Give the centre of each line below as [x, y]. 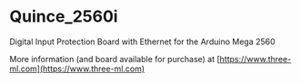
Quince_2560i [64, 17]
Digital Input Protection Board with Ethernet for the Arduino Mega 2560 [142, 41]
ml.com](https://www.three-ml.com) [77, 69]
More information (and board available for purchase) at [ [115, 59]
